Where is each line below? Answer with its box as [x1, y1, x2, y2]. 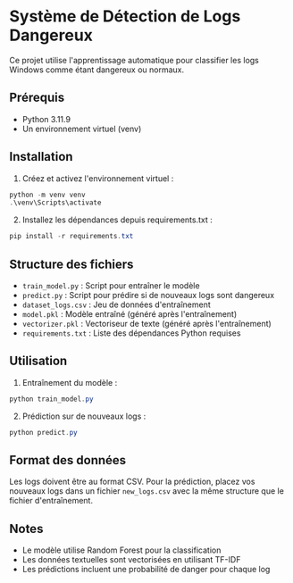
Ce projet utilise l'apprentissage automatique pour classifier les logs [9, 54, 259, 65]
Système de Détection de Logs [9, 6, 241, 27]
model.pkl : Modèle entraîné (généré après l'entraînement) [21, 309, 238, 319]
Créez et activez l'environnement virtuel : [21, 172, 174, 184]
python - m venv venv [9, 190, 87, 199]
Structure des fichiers [9, 256, 134, 271]
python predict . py [9, 428, 78, 437]
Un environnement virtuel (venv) [21, 123, 142, 134]
